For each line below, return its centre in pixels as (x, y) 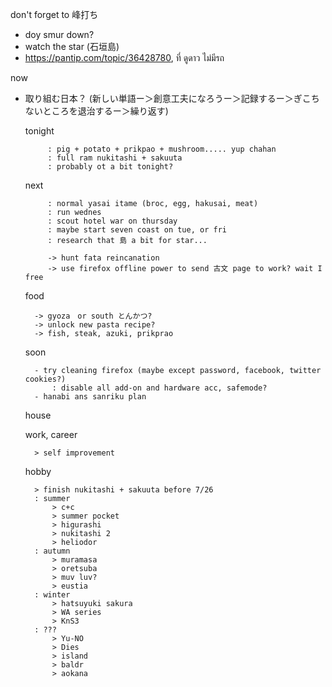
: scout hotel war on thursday (112, 221)
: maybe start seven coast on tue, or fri (137, 230)
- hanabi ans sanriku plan (90, 397)
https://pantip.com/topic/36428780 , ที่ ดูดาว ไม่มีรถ (124, 57)
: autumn (52, 551)
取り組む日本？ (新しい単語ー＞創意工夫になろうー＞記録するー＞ (159, 98)
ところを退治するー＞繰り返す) (105, 111)
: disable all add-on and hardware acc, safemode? (159, 388)
